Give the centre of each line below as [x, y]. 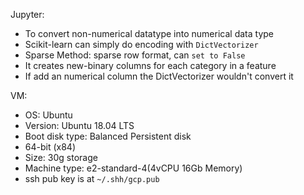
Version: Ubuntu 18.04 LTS [79, 125]
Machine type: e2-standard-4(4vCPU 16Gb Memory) [133, 168]
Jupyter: [27, 14]
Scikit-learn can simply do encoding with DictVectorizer [141, 44]
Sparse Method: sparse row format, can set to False [135, 55]
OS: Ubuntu [48, 115]
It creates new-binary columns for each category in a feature [150, 65]
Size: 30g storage [61, 157]
